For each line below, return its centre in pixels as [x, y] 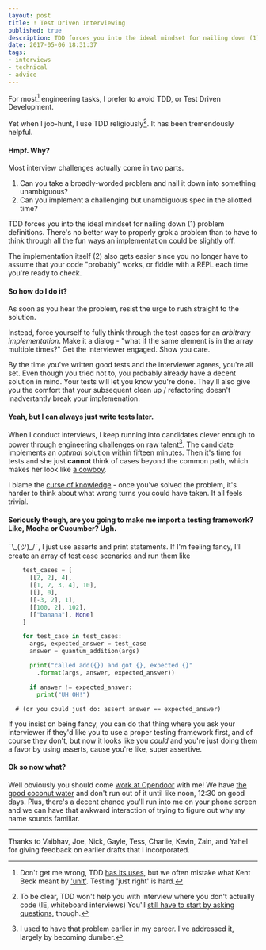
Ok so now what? [37, 767]
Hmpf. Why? [29, 150]
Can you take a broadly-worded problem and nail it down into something [137, 183]
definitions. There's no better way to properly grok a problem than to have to [133, 233]
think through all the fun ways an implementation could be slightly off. [122, 241]
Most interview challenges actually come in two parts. [96, 168]
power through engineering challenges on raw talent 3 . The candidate [121, 444]
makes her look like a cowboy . [57, 470]
